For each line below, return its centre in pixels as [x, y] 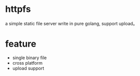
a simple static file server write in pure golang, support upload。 [71, 23]
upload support [28, 68]
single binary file [29, 58]
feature [21, 44]
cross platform [27, 63]
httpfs [18, 9]
